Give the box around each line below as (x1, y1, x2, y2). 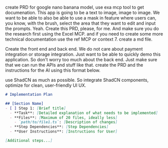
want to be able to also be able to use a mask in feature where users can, (5, 15, 156, 21)
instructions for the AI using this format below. (5, 67, 101, 73)
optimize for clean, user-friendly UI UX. (5, 82, 86, 88)
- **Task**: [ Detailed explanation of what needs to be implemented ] (10, 110, 158, 115)
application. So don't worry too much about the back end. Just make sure (5, 57, 157, 62)
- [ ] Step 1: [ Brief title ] (5, 105, 66, 111)
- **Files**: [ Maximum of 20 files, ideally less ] (10, 115, 118, 120)
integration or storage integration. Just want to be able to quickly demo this (5, 51, 161, 57)
